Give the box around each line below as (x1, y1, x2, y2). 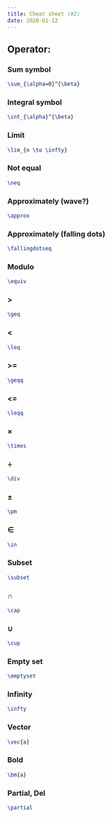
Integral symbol (7, 97, 62, 107)
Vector (7, 722, 32, 732)
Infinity (7, 690, 33, 700)
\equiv (7, 278, 27, 285)
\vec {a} (7, 739, 30, 746)
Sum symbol (7, 65, 51, 74)
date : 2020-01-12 (7, 17, 58, 24)
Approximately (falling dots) (7, 228, 106, 238)
